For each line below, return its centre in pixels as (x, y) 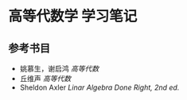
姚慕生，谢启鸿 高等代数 (59, 69)
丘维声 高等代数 (45, 79)
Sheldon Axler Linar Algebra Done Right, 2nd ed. (99, 87)
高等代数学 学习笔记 (73, 16)
